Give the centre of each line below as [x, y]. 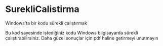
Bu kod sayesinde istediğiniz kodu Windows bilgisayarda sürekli [72, 32]
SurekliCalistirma [42, 9]
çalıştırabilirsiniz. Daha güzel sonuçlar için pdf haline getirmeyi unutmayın [82, 38]
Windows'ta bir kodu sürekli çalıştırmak [46, 23]
